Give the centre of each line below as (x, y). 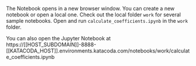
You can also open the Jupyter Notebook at (59, 38)
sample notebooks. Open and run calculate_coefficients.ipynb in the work (97, 21)
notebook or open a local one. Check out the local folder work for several (94, 15)
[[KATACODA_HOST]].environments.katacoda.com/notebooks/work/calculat (98, 51)
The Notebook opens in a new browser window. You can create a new (90, 8)
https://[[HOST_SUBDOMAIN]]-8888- (51, 44)
